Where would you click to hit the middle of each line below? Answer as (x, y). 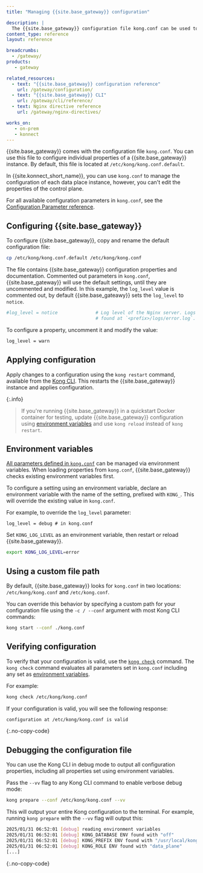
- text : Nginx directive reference (56, 106)
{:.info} (15, 399)
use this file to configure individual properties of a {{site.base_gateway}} (96, 158)
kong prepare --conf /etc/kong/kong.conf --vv (66, 800)
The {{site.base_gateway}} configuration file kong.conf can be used (101, 28)
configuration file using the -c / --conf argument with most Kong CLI (93, 610)
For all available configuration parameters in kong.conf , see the (85, 201)
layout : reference (29, 40)
